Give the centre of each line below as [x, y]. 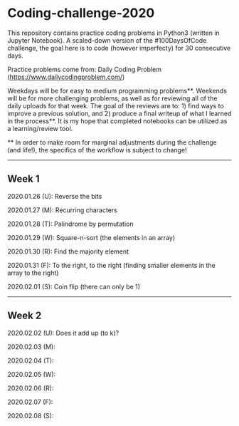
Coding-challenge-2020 [81, 13]
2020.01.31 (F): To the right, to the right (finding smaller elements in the [111, 265]
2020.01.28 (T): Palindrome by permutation [70, 224]
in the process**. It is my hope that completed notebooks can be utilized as [117, 121]
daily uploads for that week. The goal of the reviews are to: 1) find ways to [116, 105]
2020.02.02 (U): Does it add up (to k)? [63, 333]
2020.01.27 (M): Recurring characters [62, 210]
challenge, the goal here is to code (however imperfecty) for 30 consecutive [119, 48]
